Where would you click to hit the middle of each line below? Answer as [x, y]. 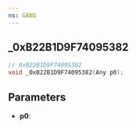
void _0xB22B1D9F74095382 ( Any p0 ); [66, 73]
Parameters [37, 97]
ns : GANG [22, 15]
